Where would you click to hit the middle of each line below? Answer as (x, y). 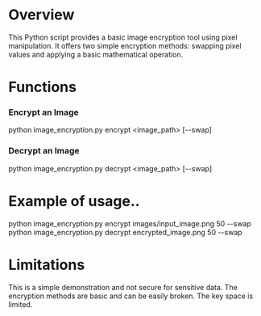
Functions (42, 87)
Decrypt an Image (44, 151)
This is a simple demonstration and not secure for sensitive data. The (123, 287)
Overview (41, 15)
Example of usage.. (74, 201)
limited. (21, 304)
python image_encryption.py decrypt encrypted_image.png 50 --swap (126, 232)
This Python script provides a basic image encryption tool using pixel (123, 37)
